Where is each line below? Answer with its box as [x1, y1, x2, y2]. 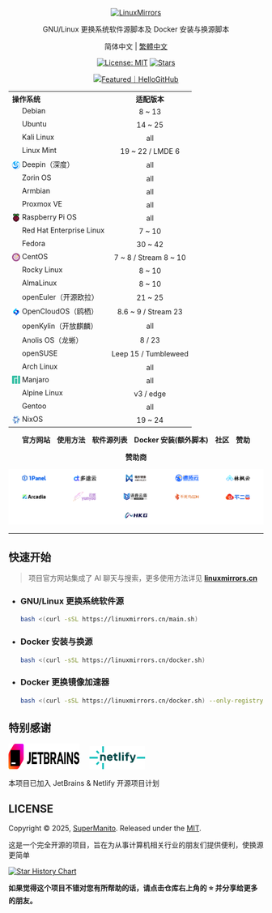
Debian [21, 105, 46, 115]
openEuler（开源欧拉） [21, 292, 99, 302]
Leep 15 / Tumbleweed [111, 349, 189, 359]
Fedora [21, 239, 46, 249]
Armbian [21, 186, 51, 196]
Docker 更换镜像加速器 [19, 676, 110, 688]
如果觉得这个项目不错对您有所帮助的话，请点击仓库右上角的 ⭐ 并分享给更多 [8, 883, 258, 893]
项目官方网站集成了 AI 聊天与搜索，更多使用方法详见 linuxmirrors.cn [28, 574, 257, 583]
